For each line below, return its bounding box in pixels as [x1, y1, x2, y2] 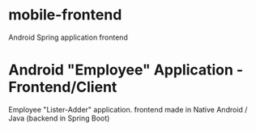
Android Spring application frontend [8, 32, 128, 42]
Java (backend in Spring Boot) [8, 113, 110, 123]
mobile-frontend [8, 6, 122, 24]
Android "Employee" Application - [8, 61, 244, 79]
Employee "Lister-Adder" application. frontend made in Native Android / [8, 104, 248, 114]
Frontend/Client [8, 78, 117, 96]
